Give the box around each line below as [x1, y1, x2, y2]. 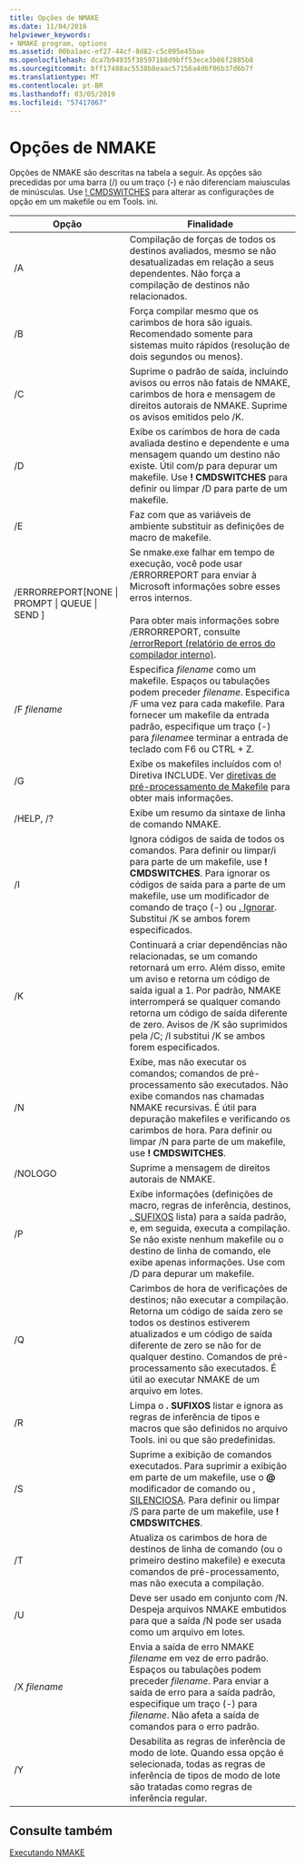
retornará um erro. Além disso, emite [129, 961, 286, 974]
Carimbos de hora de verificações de [129, 1283, 288, 1295]
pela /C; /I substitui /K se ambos [129, 1029, 266, 1042]
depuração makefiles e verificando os [129, 1112, 290, 1125]
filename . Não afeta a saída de [129, 1709, 260, 1721]
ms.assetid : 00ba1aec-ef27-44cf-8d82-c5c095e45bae [9, 47, 205, 56]
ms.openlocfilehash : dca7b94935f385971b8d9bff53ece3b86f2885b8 [9, 56, 254, 65]
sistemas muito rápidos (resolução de [129, 339, 290, 351]
